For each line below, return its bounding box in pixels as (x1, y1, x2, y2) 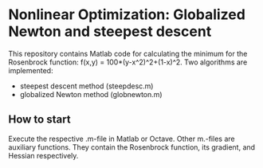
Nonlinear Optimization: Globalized (8, 6, 245, 24)
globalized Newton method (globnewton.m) (19, 89, 163, 99)
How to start (8, 113, 71, 127)
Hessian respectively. (8, 150, 79, 160)
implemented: (8, 65, 53, 75)
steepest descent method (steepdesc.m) (19, 81, 154, 91)
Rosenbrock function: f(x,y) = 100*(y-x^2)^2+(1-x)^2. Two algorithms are (8, 57, 248, 67)
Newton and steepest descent (8, 22, 212, 41)
